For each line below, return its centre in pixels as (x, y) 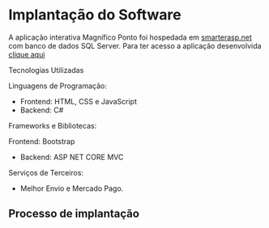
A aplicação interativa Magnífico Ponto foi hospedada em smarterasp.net (130, 37)
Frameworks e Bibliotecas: (53, 125)
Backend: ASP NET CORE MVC (72, 157)
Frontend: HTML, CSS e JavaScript (79, 101)
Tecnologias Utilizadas (46, 70)
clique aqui (27, 54)
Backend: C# (42, 110)
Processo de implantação (74, 214)
